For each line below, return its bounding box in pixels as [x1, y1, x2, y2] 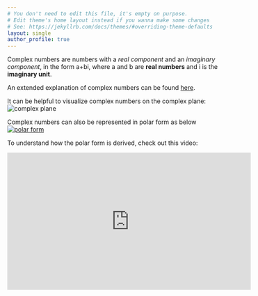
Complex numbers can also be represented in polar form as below [7, 118, 197, 126]
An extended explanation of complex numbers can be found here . [7, 84, 196, 92]
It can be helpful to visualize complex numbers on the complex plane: [7, 97, 207, 105]
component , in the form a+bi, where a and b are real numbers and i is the [7, 63, 218, 71]
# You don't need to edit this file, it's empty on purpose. [7, 10, 188, 17]
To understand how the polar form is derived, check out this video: [7, 139, 198, 147]
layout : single [7, 29, 51, 37]
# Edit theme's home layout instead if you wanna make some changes [7, 17, 210, 24]
